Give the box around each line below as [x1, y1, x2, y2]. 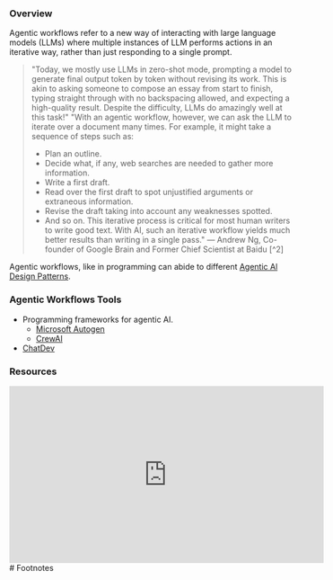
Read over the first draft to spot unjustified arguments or [44, 187, 254, 198]
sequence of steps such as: [31, 131, 135, 142]
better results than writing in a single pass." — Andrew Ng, [44, 235, 262, 245]
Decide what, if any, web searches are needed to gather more [44, 158, 274, 169]
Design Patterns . [9, 271, 72, 281]
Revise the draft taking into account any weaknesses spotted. [44, 206, 273, 217]
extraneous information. [44, 196, 134, 207]
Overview [9, 7, 53, 20]
